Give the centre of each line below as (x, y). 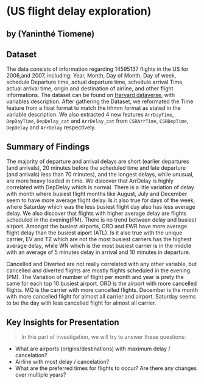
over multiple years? (40, 375)
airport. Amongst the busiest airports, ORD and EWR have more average (97, 226)
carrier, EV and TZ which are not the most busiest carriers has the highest (99, 239)
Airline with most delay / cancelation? (62, 362)
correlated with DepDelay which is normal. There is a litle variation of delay (100, 187)
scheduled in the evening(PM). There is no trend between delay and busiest (101, 220)
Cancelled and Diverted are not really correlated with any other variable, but (101, 264)
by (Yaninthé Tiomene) (51, 34)
